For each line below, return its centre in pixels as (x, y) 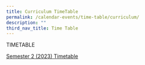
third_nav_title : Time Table (42, 28)
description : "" (26, 22)
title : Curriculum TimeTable (42, 12)
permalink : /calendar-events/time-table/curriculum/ (73, 17)
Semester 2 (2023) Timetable (42, 56)
